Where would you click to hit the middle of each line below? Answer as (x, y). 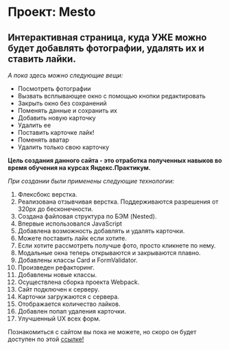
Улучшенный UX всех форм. (59, 318)
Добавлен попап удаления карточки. (72, 311)
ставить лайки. (42, 59)
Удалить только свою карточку (63, 147)
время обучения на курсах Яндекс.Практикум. (80, 168)
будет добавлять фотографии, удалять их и (106, 48)
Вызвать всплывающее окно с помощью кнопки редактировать (112, 96)
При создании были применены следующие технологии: (91, 181)
